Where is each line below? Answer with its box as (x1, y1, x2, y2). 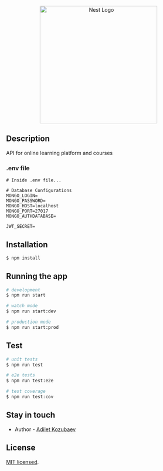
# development (6, 287, 41, 293)
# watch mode (6, 303, 38, 309)
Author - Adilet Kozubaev (14, 426, 76, 433)
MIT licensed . (6, 458, 39, 465)
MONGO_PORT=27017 (6, 208, 49, 214)
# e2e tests (6, 372, 35, 378)
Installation (6, 240, 48, 250)
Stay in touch (6, 410, 56, 420)
